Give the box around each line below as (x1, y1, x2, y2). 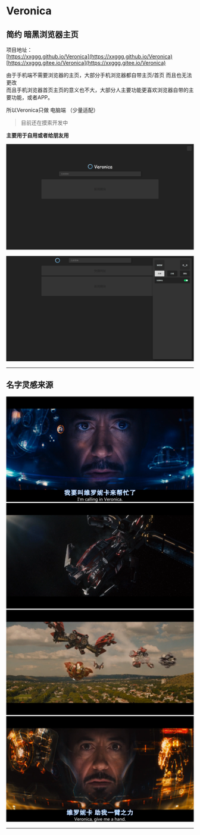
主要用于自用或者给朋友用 (6, 132, 69, 139)
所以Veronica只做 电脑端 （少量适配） (6, 107, 99, 114)
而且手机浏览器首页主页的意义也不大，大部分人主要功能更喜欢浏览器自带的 (6, 86, 189, 93)
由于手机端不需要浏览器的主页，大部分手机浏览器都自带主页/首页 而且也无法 (6, 71, 192, 79)
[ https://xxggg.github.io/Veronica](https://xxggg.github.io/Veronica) (6, 53, 173, 60)
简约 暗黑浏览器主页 (6, 29, 79, 39)
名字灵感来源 (6, 380, 54, 390)
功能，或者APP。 (11, 94, 54, 101)
